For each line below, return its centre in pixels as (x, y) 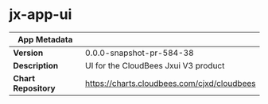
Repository (34, 88)
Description (36, 65)
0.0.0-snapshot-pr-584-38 (140, 53)
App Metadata (45, 39)
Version (28, 53)
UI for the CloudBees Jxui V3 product (155, 65)
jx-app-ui (41, 15)
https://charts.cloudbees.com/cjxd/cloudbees (171, 83)
